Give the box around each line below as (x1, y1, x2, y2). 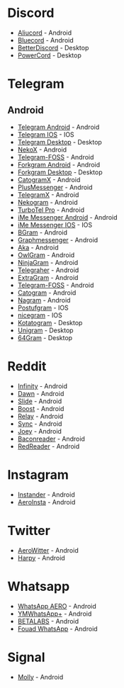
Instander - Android (17, 490, 76, 499)
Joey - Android (17, 427, 62, 435)
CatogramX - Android (17, 175, 81, 184)
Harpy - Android (17, 553, 65, 562)
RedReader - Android (17, 441, 80, 451)
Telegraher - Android (17, 266, 79, 274)
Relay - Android (17, 412, 64, 420)
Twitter (7, 523, 51, 538)
